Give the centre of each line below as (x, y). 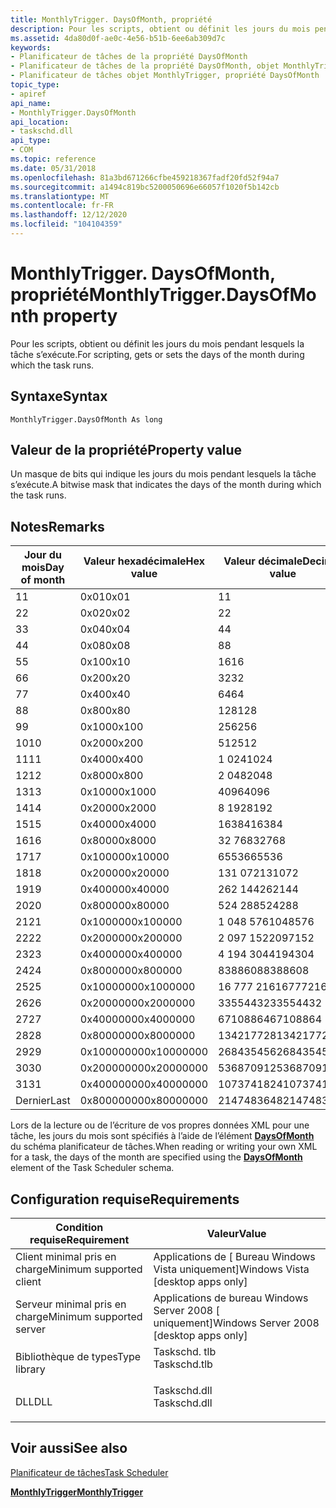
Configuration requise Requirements (125, 1199)
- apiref (28, 94)
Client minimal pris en (66, 1257)
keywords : (31, 47)
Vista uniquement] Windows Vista (231, 1269)
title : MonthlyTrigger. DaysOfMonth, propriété (111, 19)
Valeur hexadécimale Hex (144, 561)
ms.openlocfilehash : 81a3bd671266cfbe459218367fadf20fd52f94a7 (145, 177)
